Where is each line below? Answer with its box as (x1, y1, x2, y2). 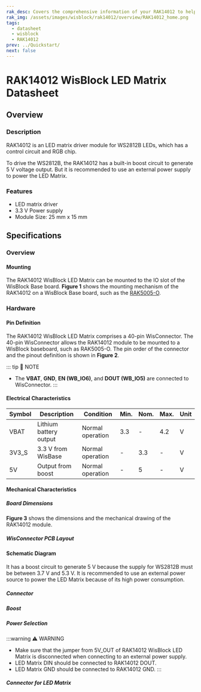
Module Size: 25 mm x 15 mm (14, 213, 88, 220)
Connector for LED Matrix (6, 679, 72, 687)
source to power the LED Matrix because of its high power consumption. (6, 575, 185, 583)
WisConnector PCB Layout (6, 535, 74, 542)
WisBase (36, 452, 62, 461)
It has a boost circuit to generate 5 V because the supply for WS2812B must (6, 563, 193, 570)
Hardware (6, 304, 36, 313)
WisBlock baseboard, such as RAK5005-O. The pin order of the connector (6, 345, 190, 352)
